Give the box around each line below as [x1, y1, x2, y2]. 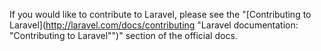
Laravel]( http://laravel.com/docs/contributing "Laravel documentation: [9, 19, 299, 31]
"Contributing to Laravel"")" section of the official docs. [9, 30, 238, 41]
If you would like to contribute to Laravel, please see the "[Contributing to [9, 9, 312, 20]
